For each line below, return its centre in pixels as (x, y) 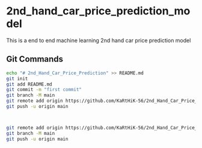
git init (17, 78)
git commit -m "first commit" (44, 90)
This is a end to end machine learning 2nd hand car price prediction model (99, 40)
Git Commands (35, 59)
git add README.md (29, 84)
